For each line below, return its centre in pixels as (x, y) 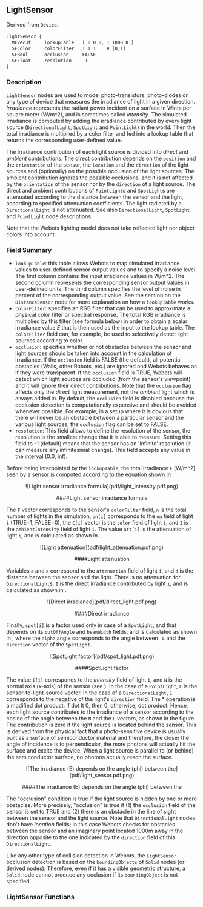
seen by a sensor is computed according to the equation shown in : (90, 474)
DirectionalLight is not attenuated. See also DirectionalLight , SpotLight (98, 210)
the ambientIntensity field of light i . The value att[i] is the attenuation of (99, 529)
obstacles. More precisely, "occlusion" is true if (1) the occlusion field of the (101, 805)
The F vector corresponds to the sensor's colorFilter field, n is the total (96, 510)
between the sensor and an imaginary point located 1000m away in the (95, 831)
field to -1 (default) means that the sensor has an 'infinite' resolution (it (103, 444)
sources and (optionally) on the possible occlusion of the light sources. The (101, 171)
